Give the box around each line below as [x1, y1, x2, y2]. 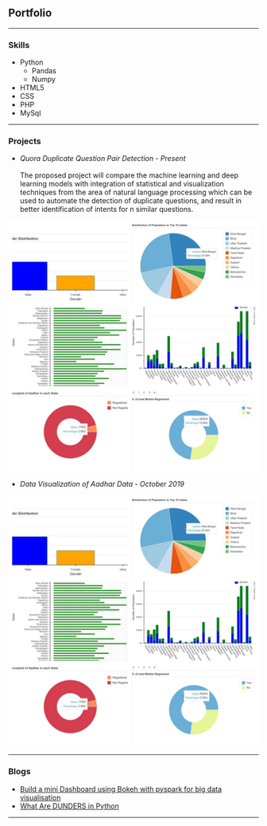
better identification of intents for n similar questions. [19, 205, 194, 214]
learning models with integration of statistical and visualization [19, 179, 225, 189]
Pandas [31, 66, 57, 76]
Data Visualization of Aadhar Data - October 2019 [19, 480, 185, 489]
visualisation [19, 793, 61, 802]
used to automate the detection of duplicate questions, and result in [19, 196, 242, 206]
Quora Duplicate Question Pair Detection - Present [19, 154, 186, 163]
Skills [8, 39, 30, 50]
